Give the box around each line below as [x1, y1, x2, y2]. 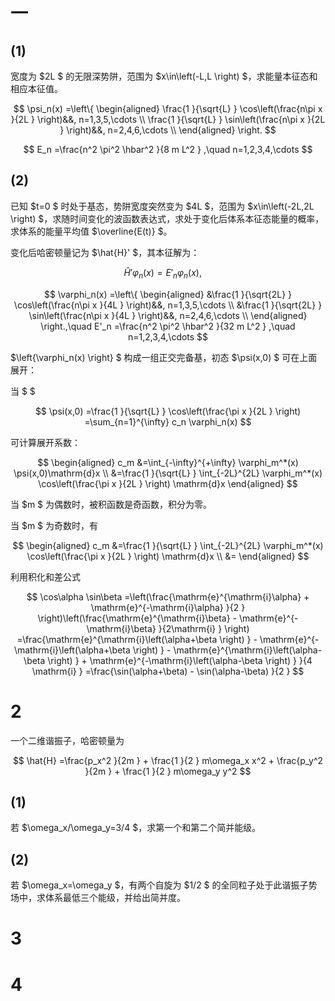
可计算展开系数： [10, 436, 81, 448]
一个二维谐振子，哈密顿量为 [10, 734, 125, 746]
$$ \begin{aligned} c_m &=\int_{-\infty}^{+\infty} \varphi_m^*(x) [37, 456, 299, 468]
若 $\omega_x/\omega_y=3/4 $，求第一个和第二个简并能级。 [10, 822, 262, 834]
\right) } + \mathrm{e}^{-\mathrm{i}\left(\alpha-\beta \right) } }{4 [47, 654, 313, 666]
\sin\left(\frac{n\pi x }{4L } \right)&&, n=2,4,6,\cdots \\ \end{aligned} [28, 309, 308, 321]
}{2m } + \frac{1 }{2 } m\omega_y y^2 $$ [84, 765, 252, 777]
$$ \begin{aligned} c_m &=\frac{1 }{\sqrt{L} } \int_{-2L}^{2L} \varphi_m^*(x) [12, 539, 324, 551]
